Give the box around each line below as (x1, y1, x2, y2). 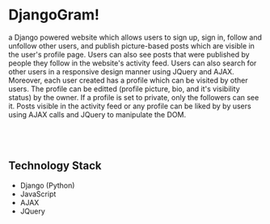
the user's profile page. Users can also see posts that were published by (8, 49, 250, 59)
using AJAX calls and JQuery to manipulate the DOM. (8, 109, 187, 119)
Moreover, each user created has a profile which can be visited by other (8, 75, 248, 85)
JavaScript (19, 188, 57, 199)
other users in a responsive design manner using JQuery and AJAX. (8, 66, 234, 76)
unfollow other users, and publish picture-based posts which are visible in (8, 40, 255, 50)
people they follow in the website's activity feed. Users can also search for (8, 58, 257, 68)
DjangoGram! (8, 6, 99, 24)
